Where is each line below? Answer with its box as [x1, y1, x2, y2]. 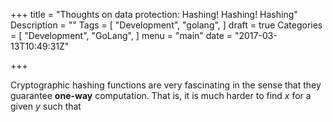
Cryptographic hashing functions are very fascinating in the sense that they [10, 79, 322, 91]
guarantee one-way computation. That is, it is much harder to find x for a [10, 90, 312, 101]
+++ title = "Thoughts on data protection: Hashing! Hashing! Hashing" [10, 9, 298, 20]
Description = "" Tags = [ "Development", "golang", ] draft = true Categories [10, 19, 323, 31]
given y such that [10, 100, 82, 112]
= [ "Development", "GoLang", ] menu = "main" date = [10, 30, 233, 41]
